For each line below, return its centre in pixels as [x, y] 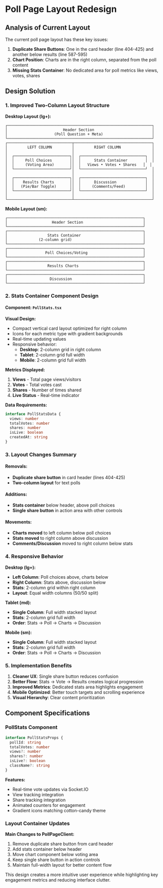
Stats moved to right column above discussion [60, 538]
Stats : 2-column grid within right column [54, 587]
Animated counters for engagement [49, 805]
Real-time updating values [39, 339]
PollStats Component [32, 727]
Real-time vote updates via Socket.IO [50, 789]
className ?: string [30, 765]
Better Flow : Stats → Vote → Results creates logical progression [78, 682]
